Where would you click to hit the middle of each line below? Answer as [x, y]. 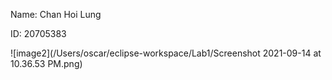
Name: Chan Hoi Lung [56, 14]
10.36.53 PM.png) [46, 63]
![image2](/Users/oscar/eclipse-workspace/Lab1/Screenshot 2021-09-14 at [166, 53]
